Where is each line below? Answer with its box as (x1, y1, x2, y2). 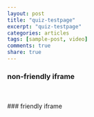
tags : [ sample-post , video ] (7, 36, 88, 43)
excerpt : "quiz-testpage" (7, 23, 82, 30)
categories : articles (7, 29, 70, 37)
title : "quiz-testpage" (7, 17, 76, 24)
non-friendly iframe (7, 71, 75, 81)
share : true (7, 49, 41, 56)
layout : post (7, 10, 45, 17)
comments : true (7, 42, 51, 49)
